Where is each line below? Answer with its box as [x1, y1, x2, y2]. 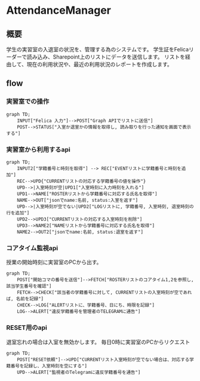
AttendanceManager [6, 4, 112, 17]
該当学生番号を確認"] [6, 283, 52, 290]
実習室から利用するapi [6, 145, 70, 153]
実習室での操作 [6, 97, 50, 106]
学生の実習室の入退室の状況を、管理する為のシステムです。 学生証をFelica [6, 46, 189, 53]
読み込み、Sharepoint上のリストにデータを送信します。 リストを [26, 53, 186, 60]
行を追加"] [6, 210, 30, 216]
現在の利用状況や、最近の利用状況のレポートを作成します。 [26, 61, 173, 67]
